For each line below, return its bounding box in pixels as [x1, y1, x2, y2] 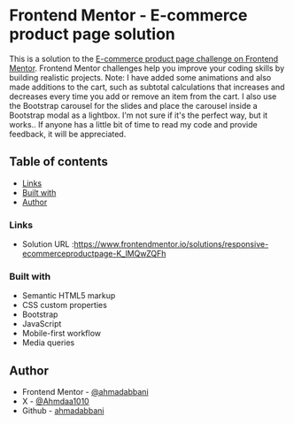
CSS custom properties [21, 300, 108, 311]
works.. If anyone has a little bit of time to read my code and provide [9, 119, 259, 129]
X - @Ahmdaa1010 [21, 396, 90, 407]
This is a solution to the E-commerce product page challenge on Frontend [9, 53, 279, 64]
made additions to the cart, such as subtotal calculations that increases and [9, 81, 285, 92]
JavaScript [21, 319, 62, 329]
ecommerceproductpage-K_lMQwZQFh [21, 249, 166, 259]
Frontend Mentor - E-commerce [9, 5, 248, 26]
